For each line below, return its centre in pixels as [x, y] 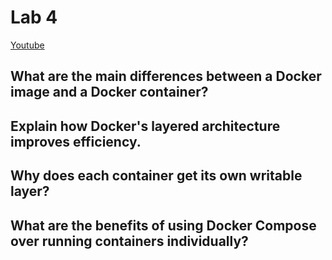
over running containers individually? [129, 241]
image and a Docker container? [109, 92]
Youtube [27, 45]
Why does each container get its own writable [156, 176]
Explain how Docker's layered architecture [145, 126]
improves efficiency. [76, 141]
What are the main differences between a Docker [166, 76]
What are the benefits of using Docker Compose [163, 225]
